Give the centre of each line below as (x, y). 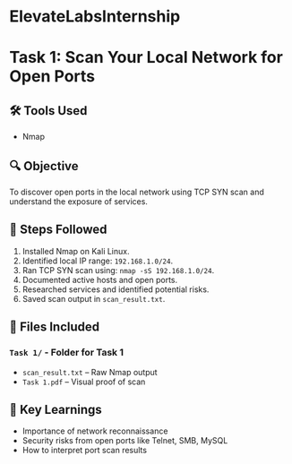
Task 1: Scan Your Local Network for (146, 58)
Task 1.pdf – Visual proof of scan (84, 382)
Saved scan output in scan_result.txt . (94, 298)
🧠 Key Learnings (56, 409)
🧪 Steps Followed (58, 230)
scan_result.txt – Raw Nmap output (90, 372)
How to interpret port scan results (85, 451)
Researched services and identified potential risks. (116, 289)
